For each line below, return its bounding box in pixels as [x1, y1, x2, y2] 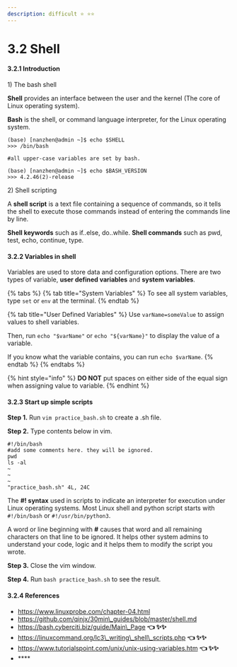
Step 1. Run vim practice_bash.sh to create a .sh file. [7, 413, 162, 422]
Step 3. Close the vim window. [7, 562, 97, 570]
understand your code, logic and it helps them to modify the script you [7, 540, 213, 549]
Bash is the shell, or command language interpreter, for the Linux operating [7, 115, 226, 124]
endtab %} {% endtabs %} [7, 360, 85, 369]
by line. [7, 215, 29, 224]
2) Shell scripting [7, 186, 57, 195]
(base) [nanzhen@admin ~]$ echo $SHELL [7, 137, 125, 144]
